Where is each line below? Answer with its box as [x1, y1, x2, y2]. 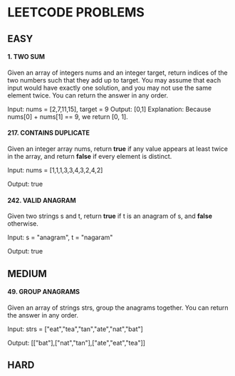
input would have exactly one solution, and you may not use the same [7, 83, 212, 92]
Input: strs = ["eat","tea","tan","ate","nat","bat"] [7, 325, 144, 333]
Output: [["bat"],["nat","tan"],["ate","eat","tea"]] [7, 338, 146, 347]
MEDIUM [7, 268, 48, 280]
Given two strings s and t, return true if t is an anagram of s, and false [7, 211, 212, 221]
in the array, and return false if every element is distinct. [7, 152, 172, 160]
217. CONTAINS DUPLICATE [7, 129, 90, 137]
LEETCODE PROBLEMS [7, 4, 145, 21]
